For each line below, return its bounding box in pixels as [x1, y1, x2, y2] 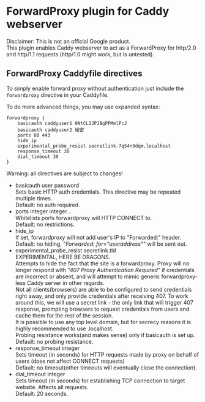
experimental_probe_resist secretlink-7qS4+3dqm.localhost [17, 143, 171, 149]
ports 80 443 [17, 132, 51, 138]
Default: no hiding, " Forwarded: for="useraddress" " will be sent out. [15, 240, 187, 248]
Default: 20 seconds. [15, 390, 69, 397]
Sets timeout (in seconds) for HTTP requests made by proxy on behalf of [15, 351, 199, 358]
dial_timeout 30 [17, 153, 59, 160]
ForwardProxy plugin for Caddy [6, 4, 170, 18]
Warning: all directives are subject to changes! [6, 170, 124, 177]
